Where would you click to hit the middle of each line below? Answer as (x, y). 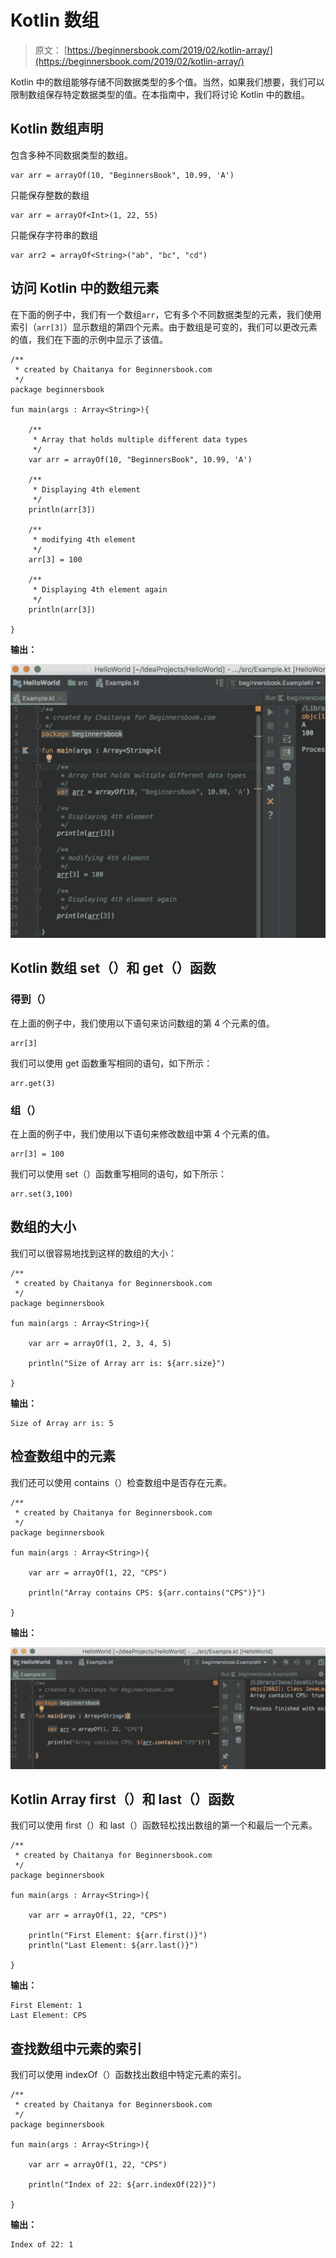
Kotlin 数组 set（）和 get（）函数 (113, 968)
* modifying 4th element (84, 539)
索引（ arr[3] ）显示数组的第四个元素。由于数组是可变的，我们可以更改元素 (164, 327)
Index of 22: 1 (42, 2245)
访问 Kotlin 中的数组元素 (85, 288)
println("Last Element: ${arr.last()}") (113, 1946)
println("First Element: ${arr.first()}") (118, 1936)
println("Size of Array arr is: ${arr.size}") (127, 1363)
